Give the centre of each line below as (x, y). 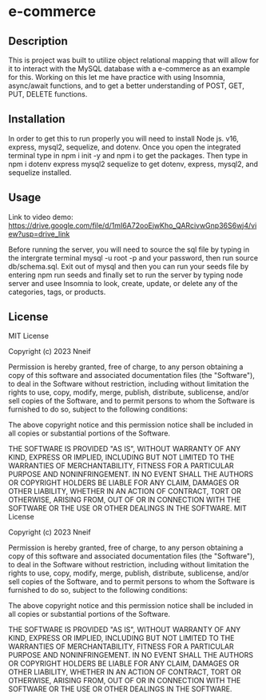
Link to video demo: (41, 217)
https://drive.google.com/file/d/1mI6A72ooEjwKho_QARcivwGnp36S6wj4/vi (133, 225)
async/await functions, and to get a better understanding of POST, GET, (127, 86)
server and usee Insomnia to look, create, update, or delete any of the (123, 283)
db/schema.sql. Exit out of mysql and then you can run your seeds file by (129, 266)
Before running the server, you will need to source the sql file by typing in (129, 249)
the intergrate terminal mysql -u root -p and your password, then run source (133, 257)
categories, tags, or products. (57, 292)
